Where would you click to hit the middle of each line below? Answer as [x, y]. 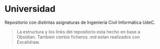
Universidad [30, 9]
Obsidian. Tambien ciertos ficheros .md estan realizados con [78, 37]
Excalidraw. [28, 42]
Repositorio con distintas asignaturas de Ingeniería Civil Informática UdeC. [80, 22]
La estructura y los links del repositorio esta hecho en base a [79, 32]
